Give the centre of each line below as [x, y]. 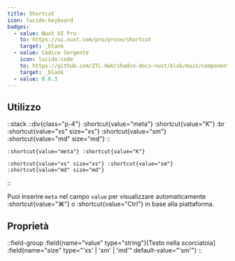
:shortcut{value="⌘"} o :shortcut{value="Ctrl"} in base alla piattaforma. [111, 204]
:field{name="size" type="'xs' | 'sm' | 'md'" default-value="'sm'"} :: [105, 250]
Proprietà [28, 226]
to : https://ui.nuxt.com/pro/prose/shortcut [86, 40]
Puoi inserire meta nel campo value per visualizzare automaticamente [107, 197]
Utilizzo [24, 107]
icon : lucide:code [47, 59]
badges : [19, 27]
